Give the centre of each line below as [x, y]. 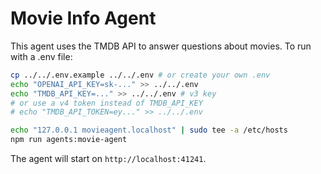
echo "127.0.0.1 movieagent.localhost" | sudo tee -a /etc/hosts [149, 130]
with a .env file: [41, 56]
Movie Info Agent [83, 18]
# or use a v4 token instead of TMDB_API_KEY [106, 103]
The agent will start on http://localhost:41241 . [108, 159]
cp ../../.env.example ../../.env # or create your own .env [140, 75]
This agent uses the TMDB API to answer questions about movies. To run [161, 46]
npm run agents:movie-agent [69, 140]
